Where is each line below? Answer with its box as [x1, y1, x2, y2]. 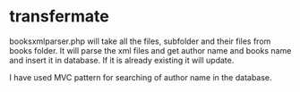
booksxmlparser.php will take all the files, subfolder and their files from [9, 36, 271, 46]
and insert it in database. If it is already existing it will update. [9, 54, 235, 65]
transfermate [9, 6, 109, 27]
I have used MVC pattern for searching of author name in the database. [9, 71, 272, 82]
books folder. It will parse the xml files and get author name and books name [9, 45, 292, 55]
